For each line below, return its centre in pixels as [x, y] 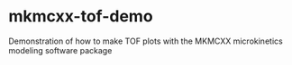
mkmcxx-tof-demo [81, 16]
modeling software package [60, 50]
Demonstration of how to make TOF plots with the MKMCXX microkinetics [146, 41]
